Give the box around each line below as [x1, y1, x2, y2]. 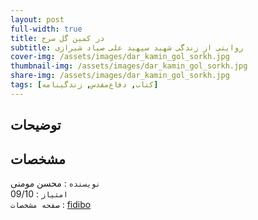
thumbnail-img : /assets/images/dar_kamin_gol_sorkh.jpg [10, 61, 248, 71]
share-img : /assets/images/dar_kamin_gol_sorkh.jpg [10, 71, 230, 81]
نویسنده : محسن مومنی [10, 177, 101, 189]
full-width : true [10, 24, 83, 34]
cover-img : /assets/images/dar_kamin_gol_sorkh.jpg [10, 52, 230, 62]
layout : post [10, 14, 65, 25]
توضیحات [10, 117, 62, 134]
